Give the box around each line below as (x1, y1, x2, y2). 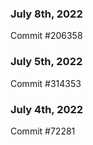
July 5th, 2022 (10, 55, 83, 69)
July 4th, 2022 (10, 102, 84, 116)
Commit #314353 (10, 77, 82, 89)
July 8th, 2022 (10, 7, 83, 21)
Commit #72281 (10, 125, 76, 137)
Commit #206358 (10, 30, 83, 42)
